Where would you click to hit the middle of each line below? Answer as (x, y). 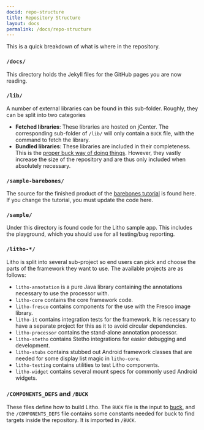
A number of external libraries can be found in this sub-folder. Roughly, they (102, 108)
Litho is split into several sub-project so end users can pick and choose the (101, 262)
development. (32, 345)
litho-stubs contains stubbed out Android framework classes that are (104, 352)
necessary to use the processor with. (62, 293)
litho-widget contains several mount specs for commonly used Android (106, 371)
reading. (17, 81)
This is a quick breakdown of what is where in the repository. (83, 47)
